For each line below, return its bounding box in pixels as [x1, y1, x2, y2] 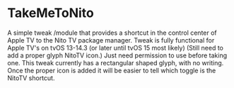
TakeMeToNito [7, 5, 94, 21]
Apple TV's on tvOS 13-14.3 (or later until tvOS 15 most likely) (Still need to [7, 43, 224, 52]
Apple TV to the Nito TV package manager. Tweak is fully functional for [7, 35, 215, 44]
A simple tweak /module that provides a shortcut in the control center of [7, 28, 217, 37]
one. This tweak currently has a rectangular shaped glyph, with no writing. [7, 58, 224, 67]
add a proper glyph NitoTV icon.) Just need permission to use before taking [7, 51, 228, 60]
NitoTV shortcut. [7, 73, 55, 82]
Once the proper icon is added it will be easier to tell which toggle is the [7, 66, 216, 75]
